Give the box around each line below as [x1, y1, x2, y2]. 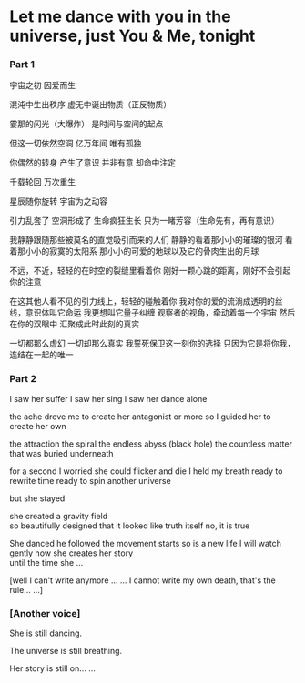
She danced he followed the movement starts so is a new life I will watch [9, 537, 282, 548]
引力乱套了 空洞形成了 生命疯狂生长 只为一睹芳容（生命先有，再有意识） [9, 216, 280, 226]
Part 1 [9, 58, 35, 71]
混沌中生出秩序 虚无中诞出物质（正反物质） [9, 99, 171, 110]
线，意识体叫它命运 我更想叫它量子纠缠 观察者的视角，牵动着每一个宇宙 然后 [9, 307, 296, 318]
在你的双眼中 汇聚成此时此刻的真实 [9, 318, 139, 329]
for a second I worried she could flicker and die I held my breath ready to [9, 466, 283, 477]
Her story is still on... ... [9, 663, 96, 674]
